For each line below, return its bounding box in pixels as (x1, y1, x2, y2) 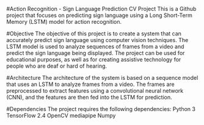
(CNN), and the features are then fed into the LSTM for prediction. (6, 94, 172, 101)
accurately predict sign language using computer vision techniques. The (6, 37, 189, 43)
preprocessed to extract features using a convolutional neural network (6, 87, 184, 94)
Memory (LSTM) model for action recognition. (6, 18, 122, 25)
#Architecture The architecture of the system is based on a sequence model (6, 74, 199, 81)
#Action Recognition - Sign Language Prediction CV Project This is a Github (6, 5, 197, 12)
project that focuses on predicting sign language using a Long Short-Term (6, 12, 192, 19)
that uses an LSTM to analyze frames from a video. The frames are (6, 80, 175, 88)
